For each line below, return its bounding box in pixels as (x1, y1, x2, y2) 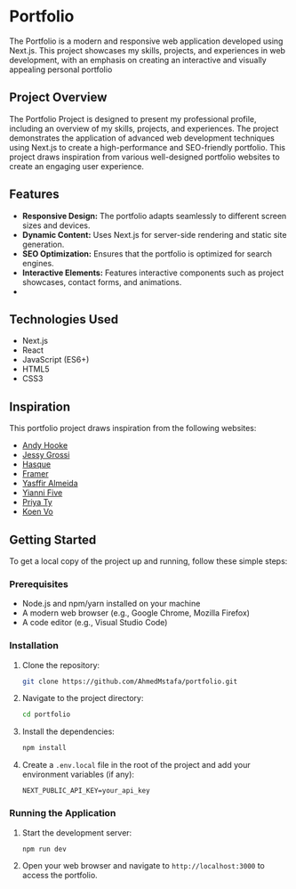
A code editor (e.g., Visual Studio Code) (21, 617, 168, 628)
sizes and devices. (21, 220, 91, 231)
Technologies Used (9, 312, 118, 327)
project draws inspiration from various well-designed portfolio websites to (9, 151, 280, 162)
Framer (21, 469, 49, 479)
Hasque (21, 459, 52, 469)
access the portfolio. (21, 870, 98, 881)
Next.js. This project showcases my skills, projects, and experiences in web (9, 45, 286, 55)
